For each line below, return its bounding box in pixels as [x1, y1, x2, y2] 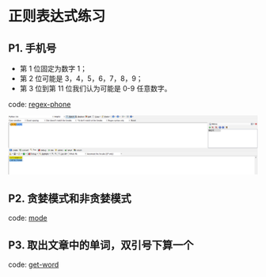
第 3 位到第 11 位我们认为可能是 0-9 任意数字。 [19, 84, 172, 93]
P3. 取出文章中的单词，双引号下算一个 [8, 238, 194, 252]
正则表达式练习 [8, 7, 106, 25]
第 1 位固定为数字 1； [19, 64, 87, 73]
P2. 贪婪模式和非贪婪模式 [8, 192, 132, 205]
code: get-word [8, 260, 59, 270]
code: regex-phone [8, 100, 71, 109]
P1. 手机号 [8, 41, 57, 55]
